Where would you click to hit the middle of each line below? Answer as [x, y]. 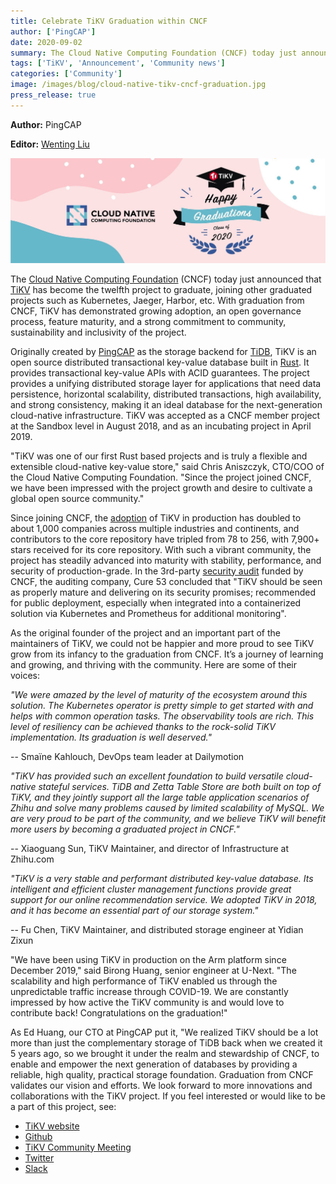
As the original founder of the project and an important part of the [146, 632]
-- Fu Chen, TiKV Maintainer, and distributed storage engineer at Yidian [157, 929]
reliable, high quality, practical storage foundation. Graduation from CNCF [162, 1074]
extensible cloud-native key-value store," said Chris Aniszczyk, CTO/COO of [167, 466]
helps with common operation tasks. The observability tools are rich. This [162, 716]
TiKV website [52, 1126]
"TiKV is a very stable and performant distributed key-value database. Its [162, 878]
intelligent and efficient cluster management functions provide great [151, 889]
